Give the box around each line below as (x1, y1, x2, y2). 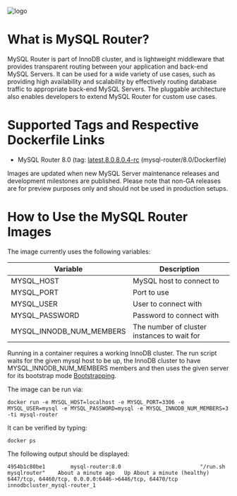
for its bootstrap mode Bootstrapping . (7, 371, 117, 379)
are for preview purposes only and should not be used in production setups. (7, 184, 229, 192)
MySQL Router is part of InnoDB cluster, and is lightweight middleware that (7, 54, 224, 63)
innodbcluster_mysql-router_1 (7, 481, 97, 489)
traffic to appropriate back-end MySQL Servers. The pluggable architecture (7, 85, 226, 93)
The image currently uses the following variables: (7, 247, 151, 256)
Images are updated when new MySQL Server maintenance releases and (7, 169, 219, 177)
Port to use (133, 287, 169, 297)
